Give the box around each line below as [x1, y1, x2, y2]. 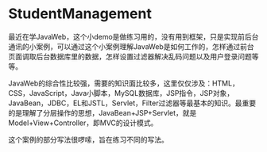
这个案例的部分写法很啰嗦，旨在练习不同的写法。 [8, 135, 168, 144]
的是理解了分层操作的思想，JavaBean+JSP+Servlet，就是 [8, 108, 197, 117]
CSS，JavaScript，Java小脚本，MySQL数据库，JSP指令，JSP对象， [8, 88, 234, 97]
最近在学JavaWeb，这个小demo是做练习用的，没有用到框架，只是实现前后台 [8, 32, 259, 41]
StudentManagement [8, 5, 153, 23]
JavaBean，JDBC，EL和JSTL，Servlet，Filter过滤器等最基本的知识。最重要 [8, 98, 257, 108]
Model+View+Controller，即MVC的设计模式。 [8, 118, 158, 127]
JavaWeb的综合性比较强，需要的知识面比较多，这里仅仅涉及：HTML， [8, 78, 240, 88]
